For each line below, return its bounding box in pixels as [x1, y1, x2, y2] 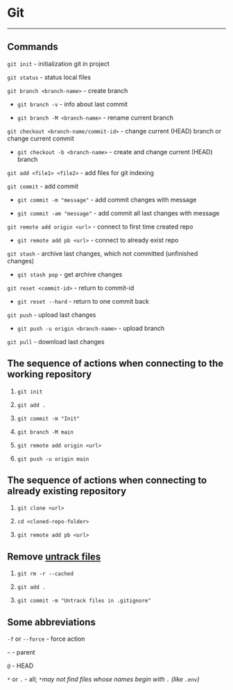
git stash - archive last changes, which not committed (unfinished [7, 249, 198, 258]
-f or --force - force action [7, 634, 85, 643]
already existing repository [7, 485, 127, 497]
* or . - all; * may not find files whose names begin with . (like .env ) [7, 675, 200, 683]
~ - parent [7, 648, 36, 656]
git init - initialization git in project [7, 59, 110, 67]
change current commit [7, 134, 74, 142]
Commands [7, 41, 59, 53]
